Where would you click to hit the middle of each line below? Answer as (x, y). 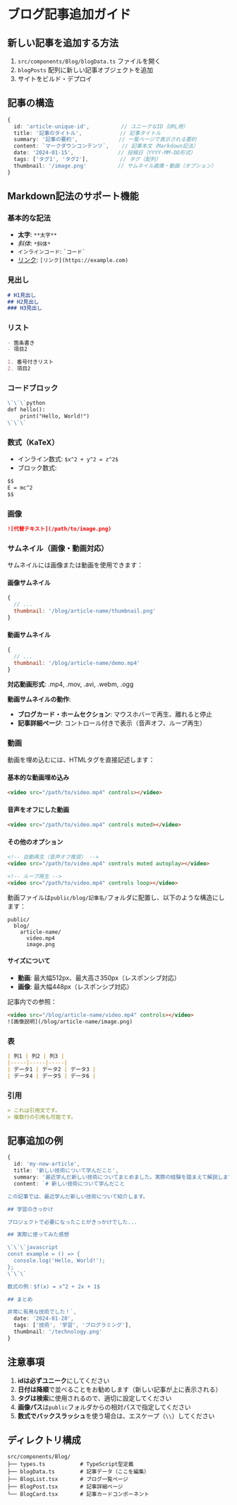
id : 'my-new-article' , (47, 1164)
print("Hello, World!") (55, 417)
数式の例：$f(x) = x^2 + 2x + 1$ (54, 1287)
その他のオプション (35, 842)
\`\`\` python (26, 403)
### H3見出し (25, 308)
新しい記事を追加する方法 (63, 43)
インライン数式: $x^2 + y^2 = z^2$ (68, 459)
